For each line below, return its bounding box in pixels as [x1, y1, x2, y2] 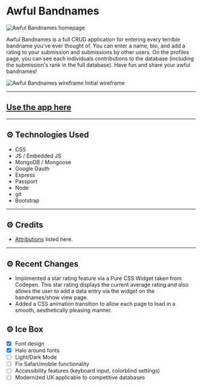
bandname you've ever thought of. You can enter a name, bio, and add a [6, 42, 186, 49]
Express [14, 171, 35, 178]
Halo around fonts [14, 347, 60, 354]
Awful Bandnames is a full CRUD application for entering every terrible [6, 35, 180, 43]
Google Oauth [14, 165, 50, 172]
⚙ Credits [6, 219, 44, 230]
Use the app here [6, 102, 72, 112]
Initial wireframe [85, 79, 125, 87]
